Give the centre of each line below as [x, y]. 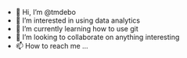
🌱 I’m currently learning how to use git [77, 29]
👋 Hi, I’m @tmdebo [46, 12]
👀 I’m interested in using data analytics [78, 20]
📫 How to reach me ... [52, 46]
